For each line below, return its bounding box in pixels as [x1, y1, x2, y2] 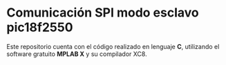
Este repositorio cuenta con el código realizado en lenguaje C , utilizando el [6, 42, 220, 50]
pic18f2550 [6, 19, 73, 35]
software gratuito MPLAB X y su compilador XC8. [6, 50, 147, 58]
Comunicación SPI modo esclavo [6, 5, 199, 21]
